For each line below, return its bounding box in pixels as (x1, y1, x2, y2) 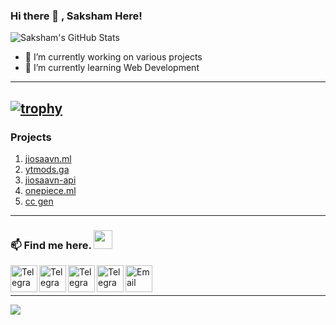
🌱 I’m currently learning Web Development (24, 62, 200, 74)
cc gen (24, 195, 54, 207)
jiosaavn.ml (24, 152, 72, 164)
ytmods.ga (24, 163, 70, 175)
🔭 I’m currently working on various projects (24, 51, 203, 63)
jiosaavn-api (24, 174, 77, 186)
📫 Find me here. (10, 238, 92, 252)
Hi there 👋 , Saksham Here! (10, 9, 143, 23)
